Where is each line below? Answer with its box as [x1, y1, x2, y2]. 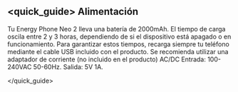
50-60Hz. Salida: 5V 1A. [33, 62, 103, 71]
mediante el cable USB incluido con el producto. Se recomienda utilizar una [7, 47, 229, 56]
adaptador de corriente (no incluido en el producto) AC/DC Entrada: [7, 55, 207, 63]
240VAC [7, 62, 32, 71]
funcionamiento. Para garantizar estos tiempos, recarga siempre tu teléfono [7, 39, 229, 48]
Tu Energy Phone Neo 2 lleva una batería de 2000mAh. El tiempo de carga [7, 24, 226, 33]
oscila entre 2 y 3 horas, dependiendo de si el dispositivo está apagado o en [7, 32, 232, 41]
